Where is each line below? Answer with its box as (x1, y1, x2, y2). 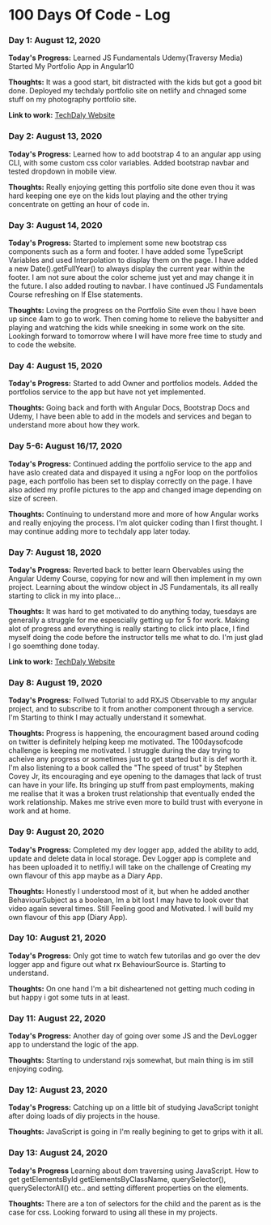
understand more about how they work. (8, 420, 140, 430)
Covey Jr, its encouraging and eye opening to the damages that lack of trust (8, 772, 262, 781)
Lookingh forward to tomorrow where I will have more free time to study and (8, 331, 263, 342)
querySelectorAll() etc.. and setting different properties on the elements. (8, 1183, 249, 1193)
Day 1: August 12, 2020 (8, 35, 101, 46)
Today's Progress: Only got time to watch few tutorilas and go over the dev (8, 951, 260, 961)
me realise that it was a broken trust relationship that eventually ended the (8, 789, 256, 798)
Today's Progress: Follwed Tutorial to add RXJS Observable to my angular (8, 695, 257, 705)
